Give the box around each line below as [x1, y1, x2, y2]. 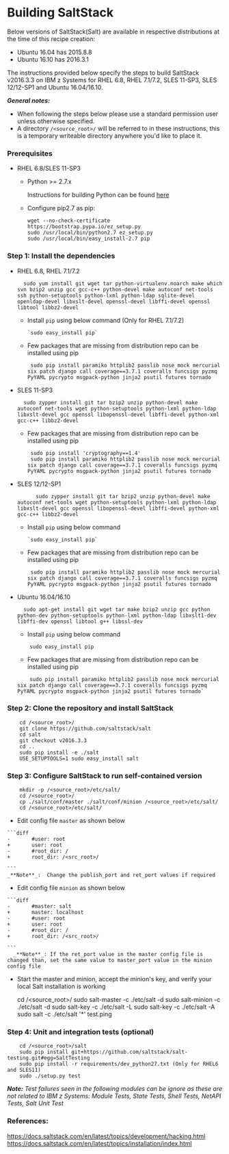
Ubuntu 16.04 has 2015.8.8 [16, 48, 92, 56]
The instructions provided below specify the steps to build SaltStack [7, 69, 200, 77]
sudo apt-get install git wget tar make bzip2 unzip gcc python [23, 606, 211, 613]
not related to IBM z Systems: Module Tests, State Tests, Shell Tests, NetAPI [7, 1092, 221, 1101]
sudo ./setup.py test [19, 1072, 81, 1080]
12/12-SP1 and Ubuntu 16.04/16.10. [7, 83, 103, 91]
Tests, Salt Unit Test [7, 1099, 64, 1107]
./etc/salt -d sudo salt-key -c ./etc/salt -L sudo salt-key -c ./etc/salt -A [16, 1003, 215, 1011]
